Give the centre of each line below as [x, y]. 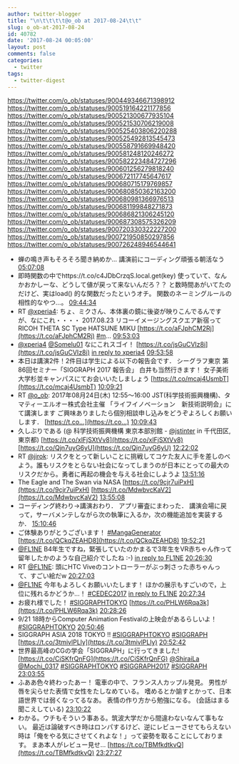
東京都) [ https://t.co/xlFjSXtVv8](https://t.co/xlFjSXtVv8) [100, 440]
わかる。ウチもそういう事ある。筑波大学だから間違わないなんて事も [117, 718]
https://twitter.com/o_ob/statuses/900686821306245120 [91, 214]
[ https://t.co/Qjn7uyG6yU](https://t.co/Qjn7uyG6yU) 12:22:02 [108, 448]
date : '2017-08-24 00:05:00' [51, 41]
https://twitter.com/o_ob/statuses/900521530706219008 [91, 123]
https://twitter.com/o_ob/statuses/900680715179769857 [90, 184]
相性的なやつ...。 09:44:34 [57, 302]
